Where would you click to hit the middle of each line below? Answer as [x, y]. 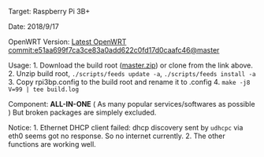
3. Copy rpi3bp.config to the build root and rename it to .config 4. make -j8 [129, 82]
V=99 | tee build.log [44, 89]
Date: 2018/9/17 [33, 26]
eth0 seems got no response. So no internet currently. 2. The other [117, 136]
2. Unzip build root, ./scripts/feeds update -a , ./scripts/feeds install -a [132, 73]
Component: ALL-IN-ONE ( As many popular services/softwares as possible [132, 104]
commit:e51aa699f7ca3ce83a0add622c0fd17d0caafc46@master [114, 50]
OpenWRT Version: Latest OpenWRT [67, 42]
